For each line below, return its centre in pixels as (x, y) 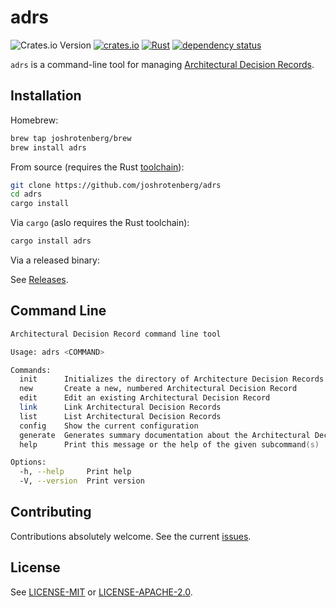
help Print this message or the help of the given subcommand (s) (169, 444)
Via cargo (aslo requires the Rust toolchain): (100, 223)
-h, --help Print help (75, 472)
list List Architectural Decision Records (120, 416)
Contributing (51, 512)
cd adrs (26, 194)
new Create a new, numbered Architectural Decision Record (158, 389)
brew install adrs (48, 147)
